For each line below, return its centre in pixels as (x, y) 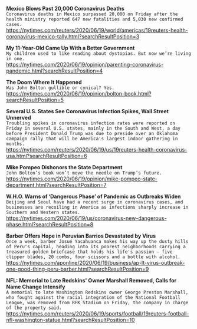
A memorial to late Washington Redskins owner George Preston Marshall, (97, 292)
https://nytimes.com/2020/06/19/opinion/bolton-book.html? (79, 93)
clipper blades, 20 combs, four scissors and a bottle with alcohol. (93, 257)
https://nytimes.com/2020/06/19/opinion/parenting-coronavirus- (85, 65)
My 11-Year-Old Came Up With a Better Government (70, 48)
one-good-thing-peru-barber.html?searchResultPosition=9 (78, 269)
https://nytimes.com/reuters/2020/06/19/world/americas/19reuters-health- (97, 30)
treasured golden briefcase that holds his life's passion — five (89, 252)
